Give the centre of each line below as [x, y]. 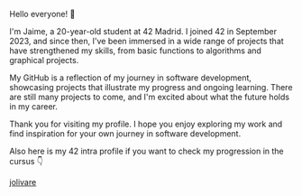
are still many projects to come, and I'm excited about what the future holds [150, 97]
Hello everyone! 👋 [42, 14]
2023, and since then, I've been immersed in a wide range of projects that [146, 41]
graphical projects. [44, 60]
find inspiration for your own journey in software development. [125, 134]
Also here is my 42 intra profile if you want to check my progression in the [146, 151]
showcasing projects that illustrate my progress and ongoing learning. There [151, 87]
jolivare [23, 182]
